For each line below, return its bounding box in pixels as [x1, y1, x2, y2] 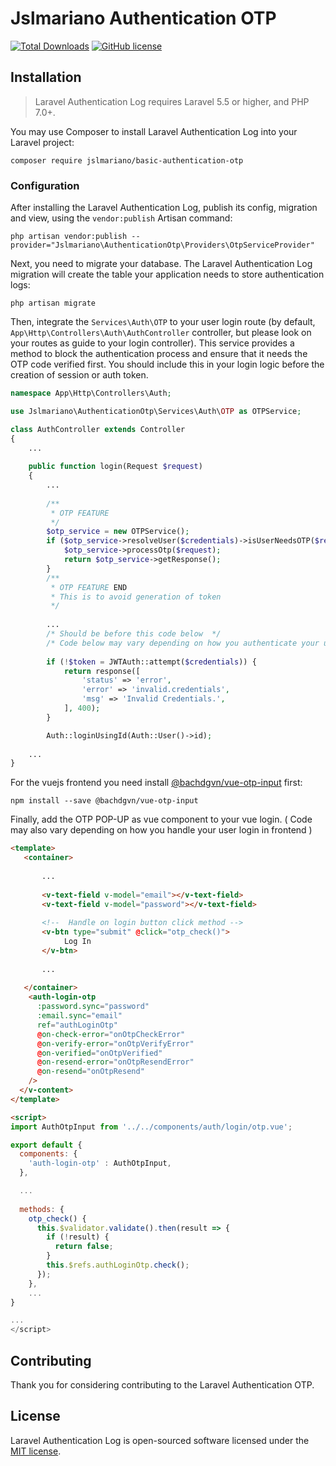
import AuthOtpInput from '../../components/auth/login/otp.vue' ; [10, 1122, 293, 1132]
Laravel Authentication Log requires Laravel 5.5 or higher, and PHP [34, 95, 310, 107]
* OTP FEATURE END [50, 582, 128, 592]
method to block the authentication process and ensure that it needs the [10, 348, 308, 360]
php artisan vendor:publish [10, 232, 128, 242]
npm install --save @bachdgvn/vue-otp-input [10, 796, 199, 806]
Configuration [10, 178, 80, 192]
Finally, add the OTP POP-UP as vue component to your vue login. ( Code [10, 813, 313, 826]
